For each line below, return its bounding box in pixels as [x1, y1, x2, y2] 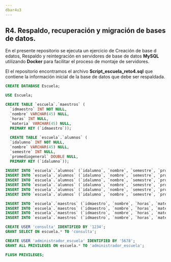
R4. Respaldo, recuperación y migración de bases [5, 26, 166, 35]
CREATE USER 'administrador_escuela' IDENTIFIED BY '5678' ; [5, 238, 136, 243]
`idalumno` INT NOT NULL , [10, 140, 65, 145]
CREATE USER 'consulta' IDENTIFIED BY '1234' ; [5, 224, 106, 229]
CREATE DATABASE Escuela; [5, 83, 60, 89]
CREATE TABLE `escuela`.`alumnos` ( [10, 135, 88, 140]
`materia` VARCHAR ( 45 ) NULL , [10, 121, 72, 126]
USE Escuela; [5, 93, 33, 98]
